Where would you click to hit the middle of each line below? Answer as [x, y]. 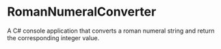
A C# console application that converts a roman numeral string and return [111, 31]
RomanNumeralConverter [82, 12]
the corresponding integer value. [53, 37]
